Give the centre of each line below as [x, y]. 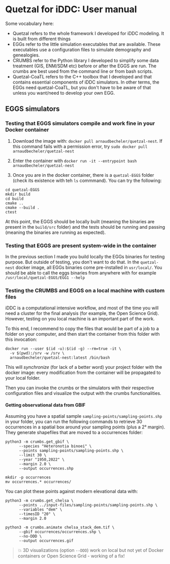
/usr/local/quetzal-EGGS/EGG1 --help [45, 278]
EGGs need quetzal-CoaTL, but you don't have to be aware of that [82, 87]
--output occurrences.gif [46, 541]
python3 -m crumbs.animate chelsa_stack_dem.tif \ [60, 528]
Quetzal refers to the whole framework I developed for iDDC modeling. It [88, 33]
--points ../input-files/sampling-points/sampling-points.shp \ [88, 505]
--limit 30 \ [32, 455]
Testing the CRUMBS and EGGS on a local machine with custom [85, 290]
